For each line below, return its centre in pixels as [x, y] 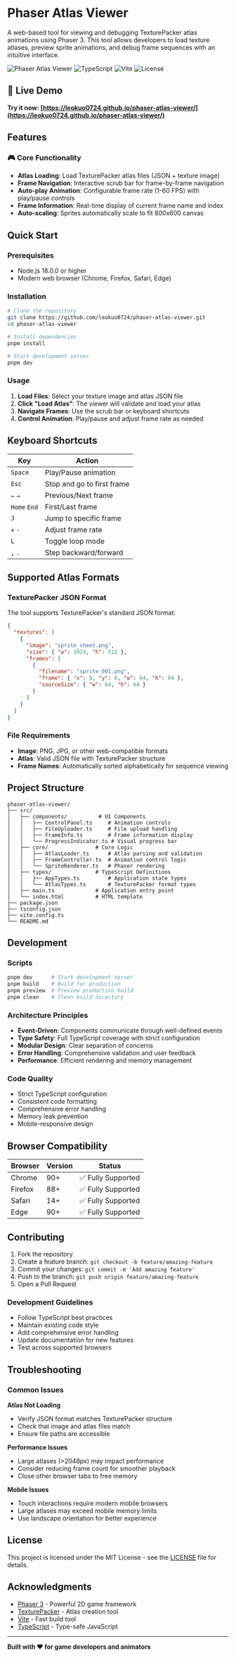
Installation [27, 297]
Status [110, 1166]
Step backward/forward [84, 552]
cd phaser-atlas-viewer [42, 324]
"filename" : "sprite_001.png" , [84, 672]
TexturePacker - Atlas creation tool [68, 1612]
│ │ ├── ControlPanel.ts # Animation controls [89, 823]
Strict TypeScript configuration [62, 1094]
